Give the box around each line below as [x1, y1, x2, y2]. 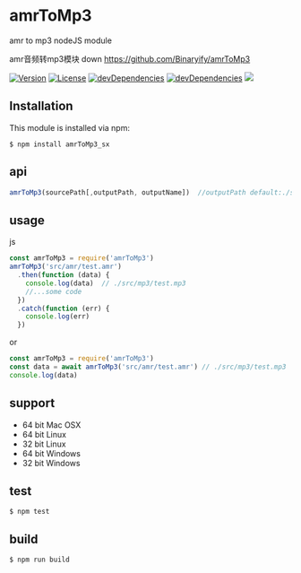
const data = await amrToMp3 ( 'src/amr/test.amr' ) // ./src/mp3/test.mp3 [9, 362, 287, 371]
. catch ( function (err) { [17, 304, 110, 313]
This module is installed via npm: [9, 122, 130, 133]
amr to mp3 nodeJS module [9, 35, 112, 46]
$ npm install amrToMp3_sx [9, 140, 110, 149]
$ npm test [9, 508, 50, 517]
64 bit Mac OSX [21, 419, 82, 430]
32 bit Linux [21, 438, 66, 449]
